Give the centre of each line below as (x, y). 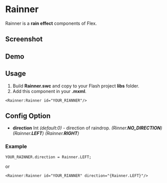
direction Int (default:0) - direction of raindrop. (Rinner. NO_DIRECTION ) (88, 128)
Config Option (28, 116)
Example (16, 147)
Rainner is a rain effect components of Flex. (51, 23)
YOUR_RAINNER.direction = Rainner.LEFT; (49, 157)
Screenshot (24, 39)
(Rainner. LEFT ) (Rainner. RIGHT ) (46, 133)
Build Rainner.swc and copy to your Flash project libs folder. (76, 86)
